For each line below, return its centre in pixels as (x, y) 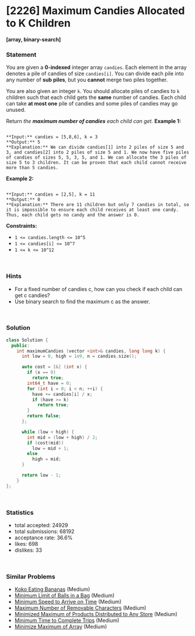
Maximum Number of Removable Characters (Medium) (80, 608)
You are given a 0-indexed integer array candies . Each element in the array (96, 67)
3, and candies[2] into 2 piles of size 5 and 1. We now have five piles (98, 153)
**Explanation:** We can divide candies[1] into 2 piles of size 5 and (95, 148)
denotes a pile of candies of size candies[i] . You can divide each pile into (95, 74)
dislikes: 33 (28, 550)
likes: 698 (26, 544)
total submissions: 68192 (44, 531)
